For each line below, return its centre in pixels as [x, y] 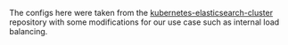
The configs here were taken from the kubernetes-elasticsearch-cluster [141, 13]
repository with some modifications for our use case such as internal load [144, 22]
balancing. [29, 31]
